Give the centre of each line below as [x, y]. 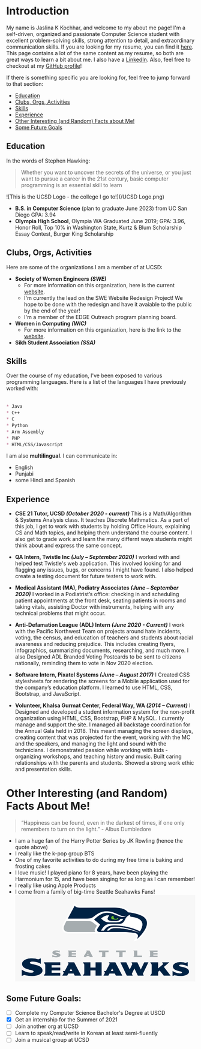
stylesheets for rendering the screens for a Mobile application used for [102, 681]
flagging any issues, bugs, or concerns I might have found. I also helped [104, 570]
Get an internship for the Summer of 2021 [66, 1020]
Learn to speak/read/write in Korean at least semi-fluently [86, 1033]
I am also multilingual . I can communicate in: [62, 456]
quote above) [31, 847]
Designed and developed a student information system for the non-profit [105, 712]
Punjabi [24, 474]
